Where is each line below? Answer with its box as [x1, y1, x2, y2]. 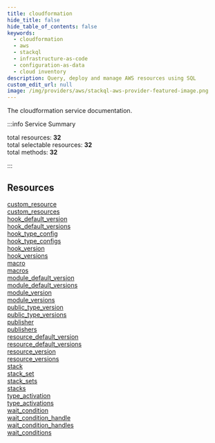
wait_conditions [7, 428, 52, 437]
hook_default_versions [7, 222, 71, 230]
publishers [7, 325, 37, 333]
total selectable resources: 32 [7, 141, 93, 149]
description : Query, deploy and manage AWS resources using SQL [7, 74, 196, 82]
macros [7, 266, 29, 275]
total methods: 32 [7, 148, 58, 157]
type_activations [7, 399, 54, 407]
